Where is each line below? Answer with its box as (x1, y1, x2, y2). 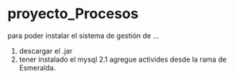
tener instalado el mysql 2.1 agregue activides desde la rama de (18, 55, 227, 64)
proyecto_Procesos (7, 5, 139, 23)
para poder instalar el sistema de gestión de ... (7, 31, 160, 40)
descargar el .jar (18, 46, 73, 55)
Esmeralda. (18, 62, 56, 72)
